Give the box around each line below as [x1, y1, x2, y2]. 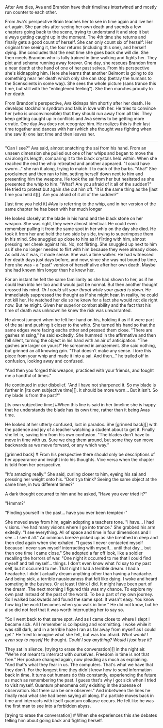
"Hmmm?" [5, 500, 26, 506]
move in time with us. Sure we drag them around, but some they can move [5, 437, 154, 443]
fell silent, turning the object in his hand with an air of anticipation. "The [5, 337, 148, 343]
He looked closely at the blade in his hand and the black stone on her [5, 215, 143, 221]
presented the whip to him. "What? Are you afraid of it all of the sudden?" [5, 182, 152, 187]
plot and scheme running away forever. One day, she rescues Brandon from [5, 60, 157, 66]
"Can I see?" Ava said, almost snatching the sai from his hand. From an [5, 145, 147, 151]
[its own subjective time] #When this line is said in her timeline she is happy [5, 402, 156, 407]
